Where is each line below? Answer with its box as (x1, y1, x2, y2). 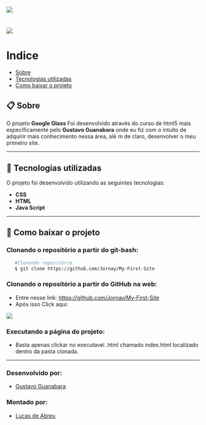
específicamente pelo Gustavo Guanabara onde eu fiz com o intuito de (6, 126, 187, 134)
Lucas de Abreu (15, 412, 56, 419)
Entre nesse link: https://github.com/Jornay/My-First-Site (15, 294, 159, 301)
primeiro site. (6, 139, 40, 147)
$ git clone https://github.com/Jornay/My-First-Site (14, 266, 155, 272)
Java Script (15, 204, 45, 211)
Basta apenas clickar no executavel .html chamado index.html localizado (15, 341, 199, 348)
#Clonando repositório (14, 259, 72, 266)
